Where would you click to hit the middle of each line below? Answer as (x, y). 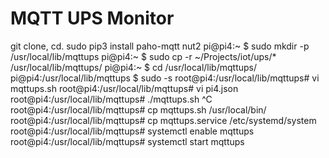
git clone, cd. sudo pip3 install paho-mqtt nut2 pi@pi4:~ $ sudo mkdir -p (160, 46)
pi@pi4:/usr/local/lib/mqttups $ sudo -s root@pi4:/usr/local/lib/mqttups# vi (165, 78)
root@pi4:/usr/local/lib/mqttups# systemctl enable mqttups (132, 131)
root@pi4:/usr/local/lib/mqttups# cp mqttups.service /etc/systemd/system (163, 120)
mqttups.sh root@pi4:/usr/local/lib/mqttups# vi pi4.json (124, 88)
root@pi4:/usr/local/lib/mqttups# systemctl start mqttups (127, 141)
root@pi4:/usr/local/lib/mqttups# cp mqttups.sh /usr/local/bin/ (138, 109)
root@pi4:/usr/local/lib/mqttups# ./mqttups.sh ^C (111, 99)
